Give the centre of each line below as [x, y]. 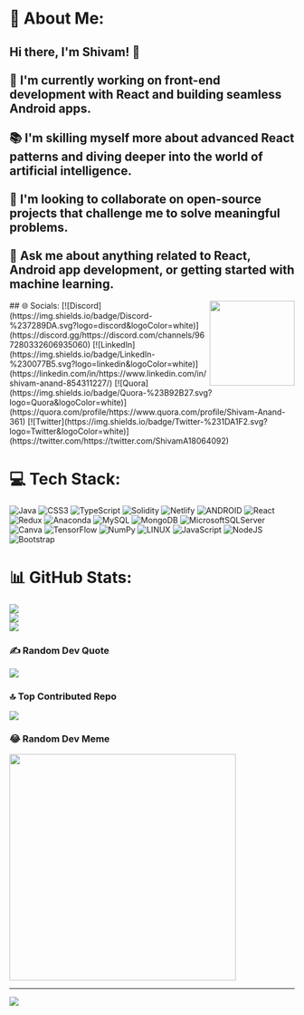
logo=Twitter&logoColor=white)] [69, 431]
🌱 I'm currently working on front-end [115, 80]
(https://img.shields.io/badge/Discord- [81, 316]
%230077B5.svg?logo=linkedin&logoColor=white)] [104, 364]
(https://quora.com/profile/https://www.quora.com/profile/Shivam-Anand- [147, 412]
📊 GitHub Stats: [71, 578]
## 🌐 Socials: [35, 306]
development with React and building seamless [146, 94]
